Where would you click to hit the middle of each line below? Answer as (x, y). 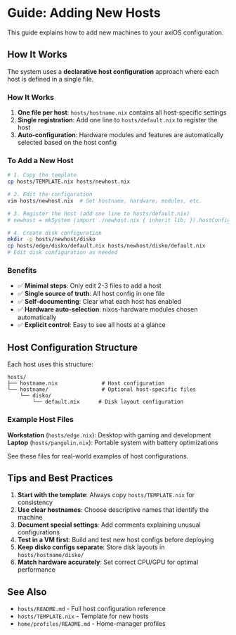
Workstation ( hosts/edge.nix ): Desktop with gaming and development (109, 435)
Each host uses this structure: (50, 364)
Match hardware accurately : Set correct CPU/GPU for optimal (108, 562)
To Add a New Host (40, 160)
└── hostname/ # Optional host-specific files (102, 390)
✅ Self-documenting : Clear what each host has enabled (99, 302)
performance (37, 570)
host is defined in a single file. (51, 79)
